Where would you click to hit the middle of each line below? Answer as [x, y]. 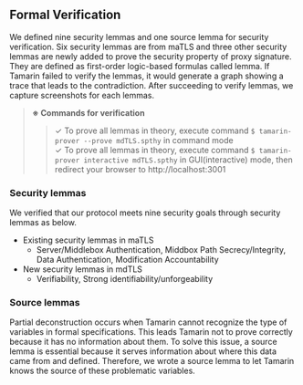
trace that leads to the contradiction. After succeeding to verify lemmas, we [151, 85]
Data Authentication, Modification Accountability [127, 260]
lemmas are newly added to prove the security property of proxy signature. [151, 56]
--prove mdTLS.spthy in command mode [159, 140]
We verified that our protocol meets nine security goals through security [145, 213]
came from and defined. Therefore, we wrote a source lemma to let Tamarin [152, 361]
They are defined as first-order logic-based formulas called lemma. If [140, 66]
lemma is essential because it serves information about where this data [143, 351]
